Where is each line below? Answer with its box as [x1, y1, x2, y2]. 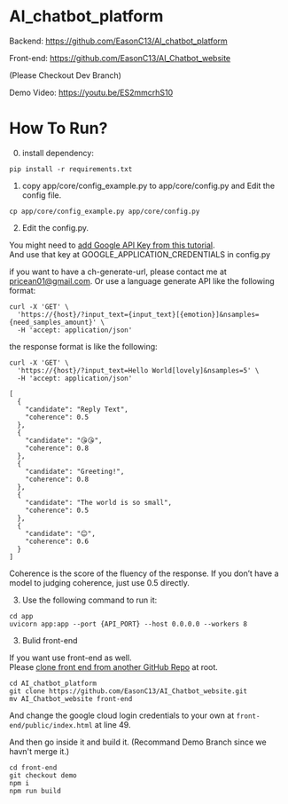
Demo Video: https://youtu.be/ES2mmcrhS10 [9, 87, 174, 98]
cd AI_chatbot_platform [9, 679, 97, 688]
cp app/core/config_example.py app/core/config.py [9, 207, 200, 216]
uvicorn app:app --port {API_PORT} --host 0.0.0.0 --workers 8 [9, 619, 248, 628]
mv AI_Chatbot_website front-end [9, 694, 133, 703]
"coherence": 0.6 [25, 537, 90, 546]
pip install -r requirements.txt [9, 164, 133, 174]
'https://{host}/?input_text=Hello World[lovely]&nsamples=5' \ [17, 366, 260, 374]
